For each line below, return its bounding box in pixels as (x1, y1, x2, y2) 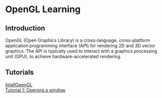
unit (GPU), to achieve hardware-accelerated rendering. (5, 53, 121, 59)
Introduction (5, 24, 46, 32)
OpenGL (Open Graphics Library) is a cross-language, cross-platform (5, 37, 150, 43)
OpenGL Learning (5, 4, 81, 15)
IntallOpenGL (5, 81, 33, 87)
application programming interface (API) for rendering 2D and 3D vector (5, 43, 155, 49)
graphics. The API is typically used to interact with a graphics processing (5, 48, 158, 54)
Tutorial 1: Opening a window (5, 87, 66, 93)
